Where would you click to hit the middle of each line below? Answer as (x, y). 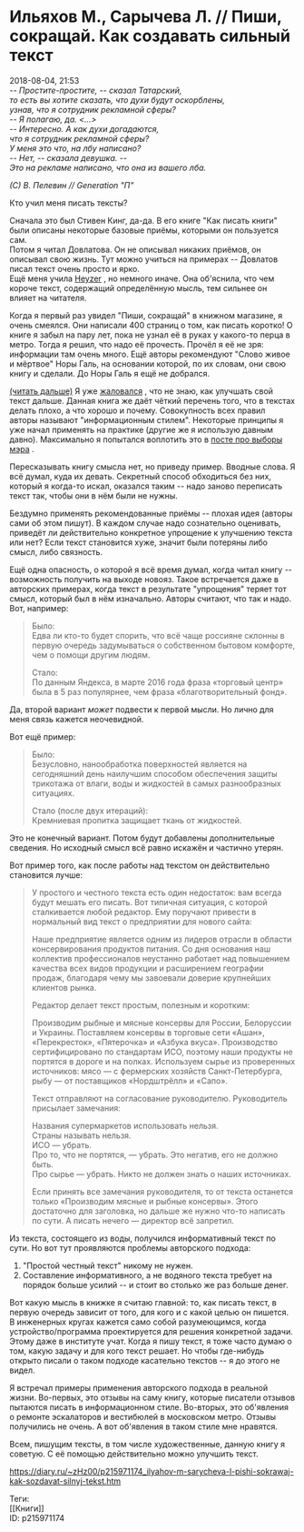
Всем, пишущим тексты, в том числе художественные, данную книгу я (147, 1444)
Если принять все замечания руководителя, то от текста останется (162, 1191)
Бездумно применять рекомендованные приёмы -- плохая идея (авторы (151, 513)
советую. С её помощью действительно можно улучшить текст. (134, 1454)
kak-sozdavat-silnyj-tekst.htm (65, 1481)
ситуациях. (53, 792)
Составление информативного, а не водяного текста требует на (147, 1275)
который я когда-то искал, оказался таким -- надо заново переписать (146, 486)
